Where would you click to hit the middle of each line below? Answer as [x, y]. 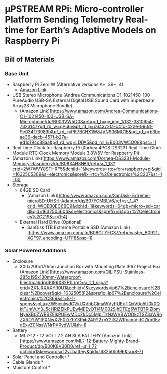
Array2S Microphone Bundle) [42, 105]
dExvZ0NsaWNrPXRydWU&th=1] [53, 325]
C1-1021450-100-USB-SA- [47, 116]
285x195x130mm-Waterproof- [51, 277]
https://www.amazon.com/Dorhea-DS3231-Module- [97, 158]
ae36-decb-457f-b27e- [44, 137]
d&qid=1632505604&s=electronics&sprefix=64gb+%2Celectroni [94, 211]
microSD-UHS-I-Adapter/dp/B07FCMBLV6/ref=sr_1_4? [83, 201]
